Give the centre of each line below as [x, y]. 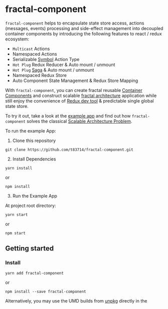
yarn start [17, 214]
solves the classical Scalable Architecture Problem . [79, 121]
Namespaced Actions [35, 54]
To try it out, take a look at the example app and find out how [68, 115]
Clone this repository [34, 140]
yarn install [19, 168]
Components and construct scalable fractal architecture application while [81, 95]
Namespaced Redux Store [39, 75]
